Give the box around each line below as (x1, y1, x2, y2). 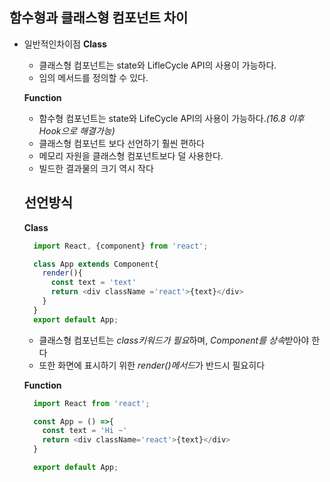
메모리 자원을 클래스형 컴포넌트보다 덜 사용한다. (38, 149, 224, 162)
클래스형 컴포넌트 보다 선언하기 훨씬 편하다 (38, 137, 206, 149)
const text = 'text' (50, 278, 137, 288)
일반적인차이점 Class (23, 38, 107, 50)
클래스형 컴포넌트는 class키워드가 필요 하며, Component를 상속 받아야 (38, 334, 310, 346)
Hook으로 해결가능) (38, 124, 116, 137)
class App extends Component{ (33, 259, 159, 269)
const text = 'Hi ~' (42, 426, 128, 436)
